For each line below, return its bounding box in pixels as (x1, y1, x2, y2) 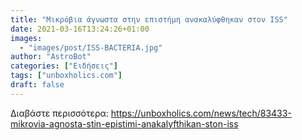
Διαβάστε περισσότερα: (10, 107, 109, 119)
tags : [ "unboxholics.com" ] (10, 71, 123, 81)
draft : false (10, 80, 65, 90)
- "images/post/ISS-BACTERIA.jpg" (19, 42, 163, 53)
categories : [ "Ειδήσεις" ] (10, 61, 118, 71)
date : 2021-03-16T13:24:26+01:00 (10, 24, 150, 34)
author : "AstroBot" (10, 52, 92, 62)
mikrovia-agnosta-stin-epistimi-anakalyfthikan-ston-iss (10, 117, 239, 130)
